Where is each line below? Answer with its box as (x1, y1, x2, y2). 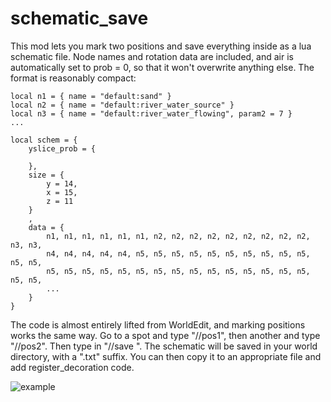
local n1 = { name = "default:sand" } (10, 91, 172, 101)
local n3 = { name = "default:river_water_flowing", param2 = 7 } (10, 108, 293, 119)
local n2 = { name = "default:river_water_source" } (10, 100, 235, 110)
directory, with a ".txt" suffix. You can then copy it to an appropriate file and (10, 350, 322, 362)
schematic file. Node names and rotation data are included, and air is (10, 50, 294, 62)
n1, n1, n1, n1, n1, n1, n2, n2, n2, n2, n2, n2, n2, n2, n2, (46, 231, 311, 241)
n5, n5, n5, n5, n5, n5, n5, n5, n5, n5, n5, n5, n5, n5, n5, (46, 266, 311, 276)
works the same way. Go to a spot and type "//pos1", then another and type (10, 329, 321, 341)
